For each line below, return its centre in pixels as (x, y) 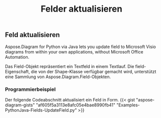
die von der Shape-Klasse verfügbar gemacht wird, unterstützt (94, 71)
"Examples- (128, 105)
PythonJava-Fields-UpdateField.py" (41, 110)
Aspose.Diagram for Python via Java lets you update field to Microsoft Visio (80, 47)
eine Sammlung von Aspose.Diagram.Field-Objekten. (58, 77)
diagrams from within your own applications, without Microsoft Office (74, 51)
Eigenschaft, (17, 71)
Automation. (17, 57)
